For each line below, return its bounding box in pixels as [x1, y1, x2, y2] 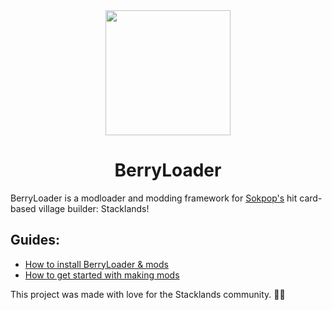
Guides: [10, 232, 61, 249]
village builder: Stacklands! [38, 202, 150, 214]
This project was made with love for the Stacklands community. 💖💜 [10, 288, 286, 300]
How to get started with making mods [24, 269, 180, 281]
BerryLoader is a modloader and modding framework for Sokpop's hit [10, 192, 298, 204]
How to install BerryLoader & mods [24, 258, 169, 270]
